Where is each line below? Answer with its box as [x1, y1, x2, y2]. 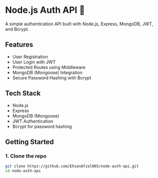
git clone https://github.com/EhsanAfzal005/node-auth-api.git [5, 164, 139, 169]
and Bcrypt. [5, 26, 29, 32]
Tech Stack [5, 89, 41, 98]
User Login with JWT [12, 59, 56, 65]
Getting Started [5, 137, 54, 146]
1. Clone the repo [5, 152, 47, 159]
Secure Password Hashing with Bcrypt [12, 74, 91, 81]
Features [5, 41, 33, 49]
